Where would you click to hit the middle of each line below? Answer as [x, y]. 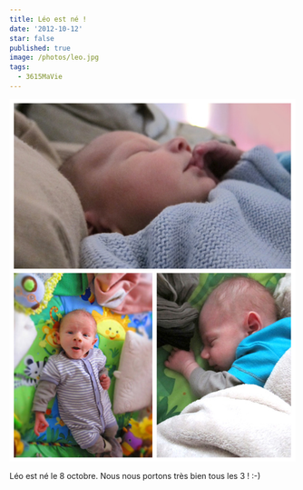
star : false [32, 38]
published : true [40, 48]
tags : [20, 67]
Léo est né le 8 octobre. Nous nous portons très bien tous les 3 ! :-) [135, 476]
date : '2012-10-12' [46, 29]
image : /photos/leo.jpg [54, 58]
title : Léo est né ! [49, 19]
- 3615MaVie [40, 77]
